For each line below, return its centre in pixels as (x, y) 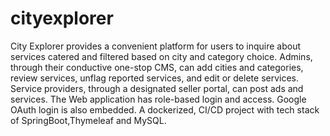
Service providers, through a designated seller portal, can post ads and (157, 88)
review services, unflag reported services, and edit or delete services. (155, 78)
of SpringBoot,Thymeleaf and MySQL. (88, 120)
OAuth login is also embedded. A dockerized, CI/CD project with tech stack (165, 109)
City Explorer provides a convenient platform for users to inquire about (156, 46)
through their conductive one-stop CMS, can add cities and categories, (157, 67)
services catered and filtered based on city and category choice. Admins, (161, 56)
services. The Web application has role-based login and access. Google (158, 99)
